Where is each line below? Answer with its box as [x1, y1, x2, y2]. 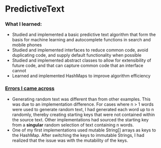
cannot [12, 68, 27, 74]
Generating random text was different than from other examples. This [12, 96, 151, 102]
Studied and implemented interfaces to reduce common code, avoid [12, 47, 148, 53]
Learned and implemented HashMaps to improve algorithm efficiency [12, 73, 151, 79]
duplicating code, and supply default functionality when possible [12, 52, 142, 58]
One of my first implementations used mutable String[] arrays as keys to [12, 127, 156, 133]
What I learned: [5, 21, 42, 28]
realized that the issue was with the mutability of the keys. [12, 137, 129, 143]
